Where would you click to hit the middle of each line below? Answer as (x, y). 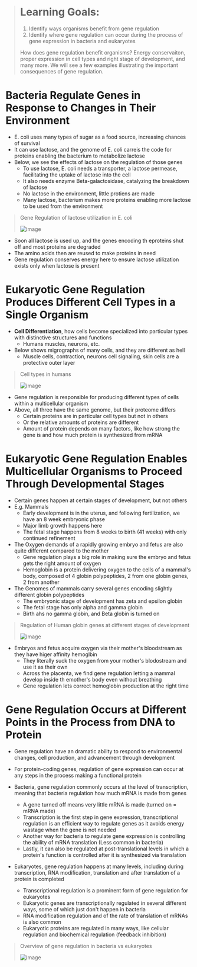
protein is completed (39, 879)
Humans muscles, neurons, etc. (61, 343)
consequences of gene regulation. (62, 71)
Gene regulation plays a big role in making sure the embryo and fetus (107, 557)
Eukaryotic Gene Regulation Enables (96, 459)
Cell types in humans (45, 374)
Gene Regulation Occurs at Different (96, 709)
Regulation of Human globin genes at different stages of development (105, 625)
